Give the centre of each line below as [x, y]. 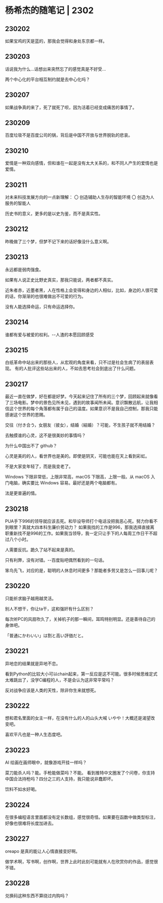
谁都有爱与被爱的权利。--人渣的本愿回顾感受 [49, 334]
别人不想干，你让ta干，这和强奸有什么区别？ [49, 608]
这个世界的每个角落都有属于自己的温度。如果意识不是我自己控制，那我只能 [83, 409]
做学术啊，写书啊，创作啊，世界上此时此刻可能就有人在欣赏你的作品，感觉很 [81, 861]
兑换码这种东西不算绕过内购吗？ [37, 895]
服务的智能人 [18, 203]
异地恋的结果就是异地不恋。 [33, 663]
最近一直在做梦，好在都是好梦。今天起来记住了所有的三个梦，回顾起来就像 [79, 396]
